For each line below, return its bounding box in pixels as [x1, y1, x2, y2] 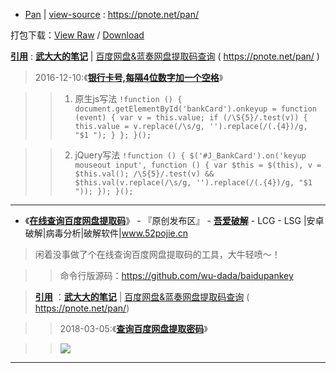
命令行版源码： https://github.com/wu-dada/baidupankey [59, 270, 294, 281]
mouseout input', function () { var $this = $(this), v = [74, 160, 322, 170]
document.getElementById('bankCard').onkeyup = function [74, 104, 317, 114]
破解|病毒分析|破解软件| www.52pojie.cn [24, 227, 188, 239]
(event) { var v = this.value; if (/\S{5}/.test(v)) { [74, 113, 308, 123]
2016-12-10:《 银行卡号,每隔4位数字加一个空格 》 [34, 72, 224, 83]
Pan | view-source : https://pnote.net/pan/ [24, 9, 200, 20]
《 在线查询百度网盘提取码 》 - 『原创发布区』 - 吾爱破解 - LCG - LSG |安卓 [24, 215, 325, 226]
